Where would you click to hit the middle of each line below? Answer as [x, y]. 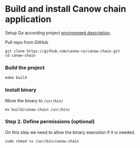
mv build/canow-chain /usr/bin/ [38, 110]
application [28, 19]
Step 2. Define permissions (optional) [50, 122]
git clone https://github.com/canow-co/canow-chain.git [62, 51]
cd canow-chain [20, 55]
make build [16, 78]
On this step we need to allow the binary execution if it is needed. [70, 132]
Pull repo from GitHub [27, 42]
